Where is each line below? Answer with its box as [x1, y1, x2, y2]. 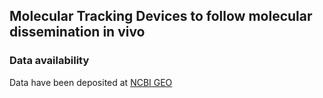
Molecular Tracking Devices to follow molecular [9, 8, 313, 25]
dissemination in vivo [9, 24, 146, 41]
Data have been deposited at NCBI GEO [9, 76, 173, 88]
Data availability [9, 54, 90, 68]
